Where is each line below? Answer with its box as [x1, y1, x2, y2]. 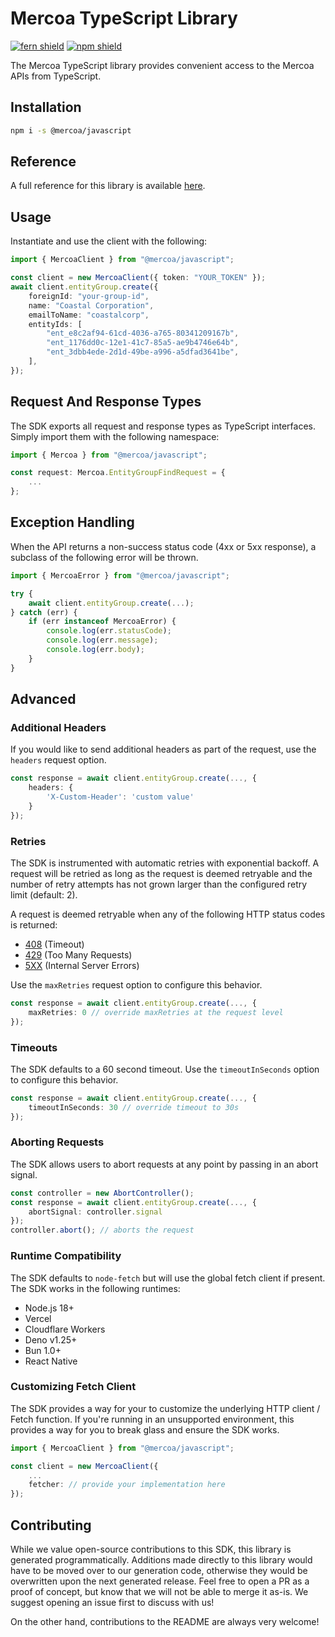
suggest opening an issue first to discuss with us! [10, 1596, 215, 1608]
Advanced [10, 691, 77, 708]
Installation [10, 99, 82, 116]
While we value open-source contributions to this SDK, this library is [10, 1543, 292, 1555]
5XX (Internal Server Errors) [24, 959, 140, 971]
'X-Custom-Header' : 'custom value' [46, 792, 195, 802]
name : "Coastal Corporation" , [28, 300, 155, 311]
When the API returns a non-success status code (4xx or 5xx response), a [10, 540, 317, 552]
